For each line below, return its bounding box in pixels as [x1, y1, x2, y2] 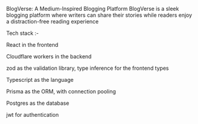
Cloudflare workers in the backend [6, 53, 92, 60]
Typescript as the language [6, 76, 74, 83]
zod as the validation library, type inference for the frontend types [6, 64, 169, 72]
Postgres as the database [6, 99, 70, 107]
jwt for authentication [6, 111, 59, 118]
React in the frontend [6, 42, 59, 48]
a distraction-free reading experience [6, 18, 99, 25]
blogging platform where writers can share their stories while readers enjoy [6, 11, 193, 19]
